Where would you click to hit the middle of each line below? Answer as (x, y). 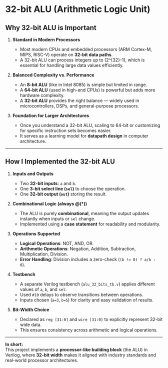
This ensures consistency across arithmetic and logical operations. (89, 330)
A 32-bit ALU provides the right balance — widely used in (79, 100)
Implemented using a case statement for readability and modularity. (90, 224)
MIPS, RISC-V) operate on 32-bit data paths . (66, 54)
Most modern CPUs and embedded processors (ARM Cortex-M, (86, 49)
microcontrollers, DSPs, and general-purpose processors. (79, 106)
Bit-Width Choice (31, 309)
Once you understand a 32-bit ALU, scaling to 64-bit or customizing (90, 125)
